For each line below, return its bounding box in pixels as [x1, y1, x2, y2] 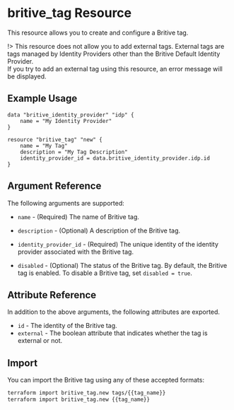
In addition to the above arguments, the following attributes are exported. [7, 307, 221, 316]
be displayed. [7, 72, 47, 81]
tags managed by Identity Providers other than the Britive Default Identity [7, 49, 221, 58]
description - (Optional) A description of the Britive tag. [17, 226, 181, 235]
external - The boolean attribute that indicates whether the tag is [17, 329, 208, 337]
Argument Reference [7, 180, 102, 192]
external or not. [17, 336, 62, 345]
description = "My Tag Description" [20, 148, 129, 156]
